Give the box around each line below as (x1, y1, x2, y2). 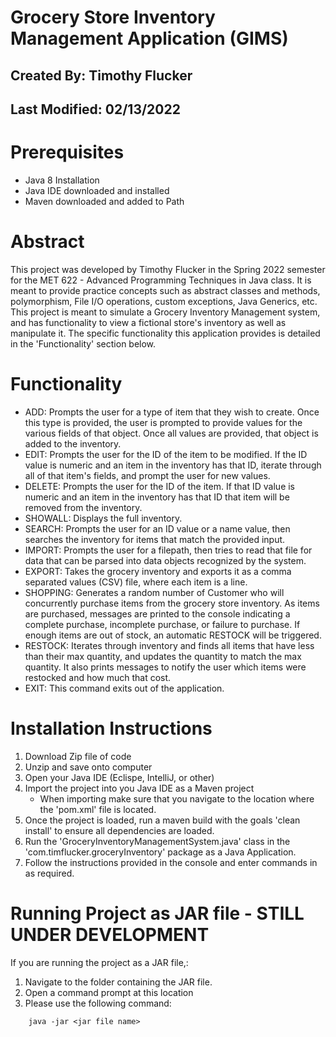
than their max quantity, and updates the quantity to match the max (24, 650, 302, 662)
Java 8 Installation (24, 174, 100, 186)
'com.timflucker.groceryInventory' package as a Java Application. (24, 846, 297, 858)
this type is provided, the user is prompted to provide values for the (24, 416, 303, 428)
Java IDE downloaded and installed (24, 184, 170, 196)
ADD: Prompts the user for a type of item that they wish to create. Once (24, 406, 320, 418)
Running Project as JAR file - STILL (10, 902, 305, 925)
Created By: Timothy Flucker (10, 67, 193, 84)
